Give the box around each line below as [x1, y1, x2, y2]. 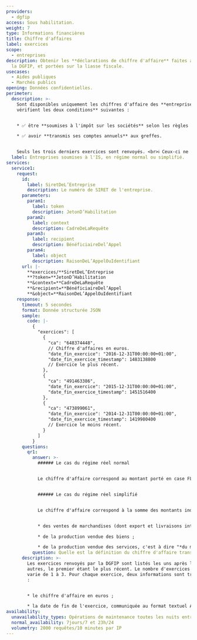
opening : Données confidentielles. [6, 85, 93, 91]
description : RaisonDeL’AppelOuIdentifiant [32, 258, 141, 264]
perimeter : [6, 90, 33, 96]
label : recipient [32, 236, 75, 242]
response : [16, 296, 41, 302]
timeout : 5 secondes [21, 302, 72, 308]
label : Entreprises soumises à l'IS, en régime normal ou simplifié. [11, 154, 185, 160]
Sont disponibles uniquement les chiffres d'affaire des [16, 101, 159, 107]
